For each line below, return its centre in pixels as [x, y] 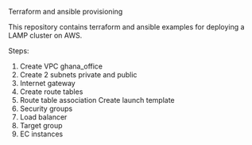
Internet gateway [47, 83]
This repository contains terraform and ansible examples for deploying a [126, 27]
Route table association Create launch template [97, 100]
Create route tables [51, 92]
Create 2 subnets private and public [78, 74]
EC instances [41, 134]
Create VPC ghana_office [61, 66]
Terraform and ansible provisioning [66, 12]
